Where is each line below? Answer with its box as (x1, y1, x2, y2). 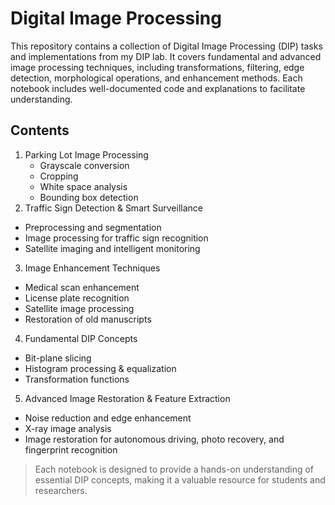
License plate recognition (24, 292, 130, 304)
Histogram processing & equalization (24, 362, 177, 374)
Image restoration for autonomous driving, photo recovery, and (24, 433, 285, 445)
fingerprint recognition (24, 443, 118, 456)
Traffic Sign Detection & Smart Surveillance (24, 202, 203, 214)
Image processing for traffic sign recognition (24, 232, 209, 244)
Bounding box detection (39, 191, 139, 203)
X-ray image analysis (24, 422, 112, 434)
